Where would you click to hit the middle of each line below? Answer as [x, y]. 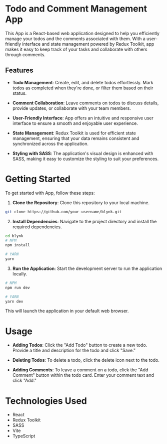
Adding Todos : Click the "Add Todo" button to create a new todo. [80, 345]
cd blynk [14, 236]
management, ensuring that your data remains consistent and [76, 138]
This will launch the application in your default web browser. [67, 311]
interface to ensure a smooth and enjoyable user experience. [75, 123]
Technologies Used [46, 401]
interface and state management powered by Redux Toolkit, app [88, 44]
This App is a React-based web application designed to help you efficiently [82, 33]
